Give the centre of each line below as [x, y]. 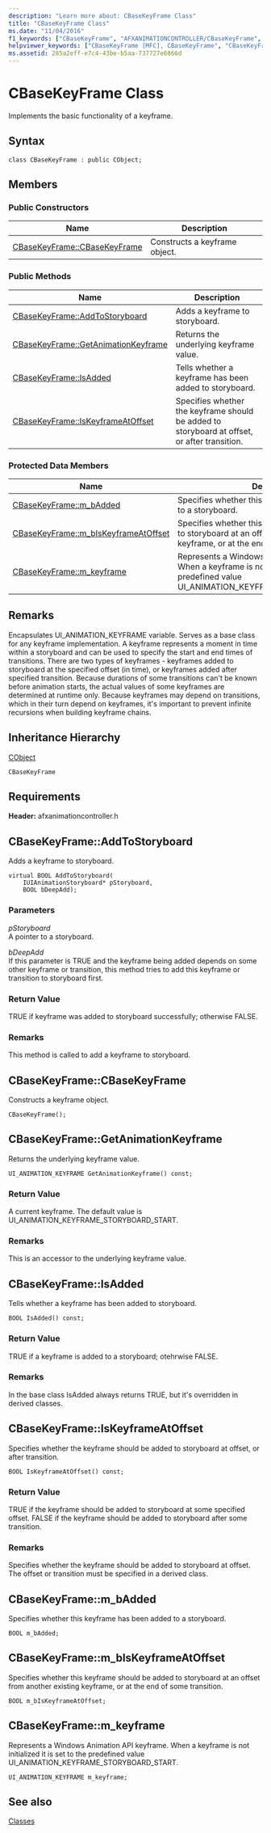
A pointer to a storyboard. [51, 936]
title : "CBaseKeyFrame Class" [59, 23]
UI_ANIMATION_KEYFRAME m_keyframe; [68, 1777]
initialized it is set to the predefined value [77, 1754]
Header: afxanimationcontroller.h [63, 816]
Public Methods [40, 276]
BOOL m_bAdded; [34, 1633]
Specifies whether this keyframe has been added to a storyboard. [117, 1619]
